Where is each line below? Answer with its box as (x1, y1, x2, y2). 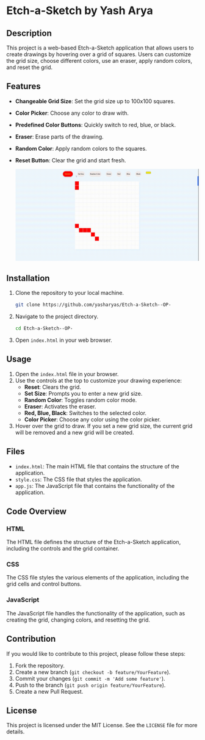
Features (6, 81, 41, 92)
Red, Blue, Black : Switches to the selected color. (24, 409, 147, 416)
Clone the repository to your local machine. (15, 289, 124, 297)
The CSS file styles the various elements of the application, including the (6, 574, 189, 581)
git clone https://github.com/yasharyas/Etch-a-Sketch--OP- (15, 302, 171, 308)
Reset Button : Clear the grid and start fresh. (15, 156, 126, 164)
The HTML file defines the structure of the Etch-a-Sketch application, (6, 539, 181, 546)
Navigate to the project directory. (15, 313, 99, 320)
